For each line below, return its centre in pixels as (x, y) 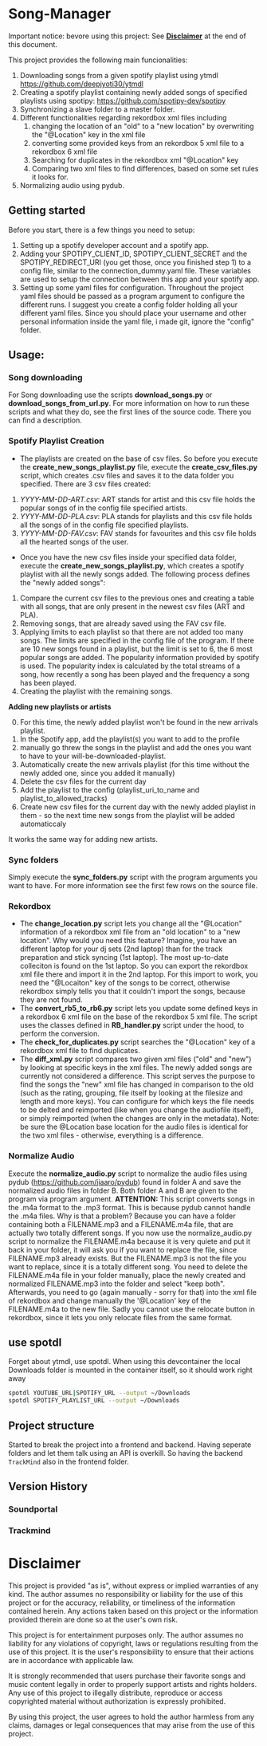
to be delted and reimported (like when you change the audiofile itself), (136, 1110)
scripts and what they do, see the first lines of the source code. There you (130, 412)
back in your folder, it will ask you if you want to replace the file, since (123, 1249)
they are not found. (51, 1000)
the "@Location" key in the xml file (88, 134)
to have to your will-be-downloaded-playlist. (93, 756)
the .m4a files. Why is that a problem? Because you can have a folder (122, 1216)
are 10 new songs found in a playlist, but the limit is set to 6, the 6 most (136, 649)
